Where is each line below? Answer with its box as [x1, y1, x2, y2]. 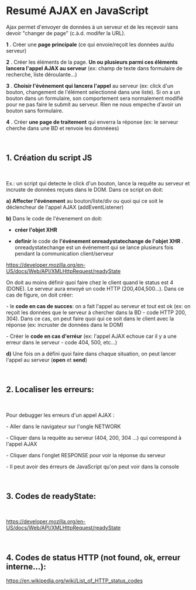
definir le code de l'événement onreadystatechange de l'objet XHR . [14, 237, 184, 244]
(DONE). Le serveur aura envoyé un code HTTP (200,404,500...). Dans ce [6, 285, 184, 292]
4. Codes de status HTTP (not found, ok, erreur [6, 553, 181, 563]
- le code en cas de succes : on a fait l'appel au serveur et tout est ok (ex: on [6, 302, 191, 309]
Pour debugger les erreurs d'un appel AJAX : [6, 411, 115, 419]
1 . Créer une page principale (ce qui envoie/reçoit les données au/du [6, 41, 174, 48]
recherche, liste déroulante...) [6, 71, 77, 78]
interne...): [6, 561, 47, 571]
